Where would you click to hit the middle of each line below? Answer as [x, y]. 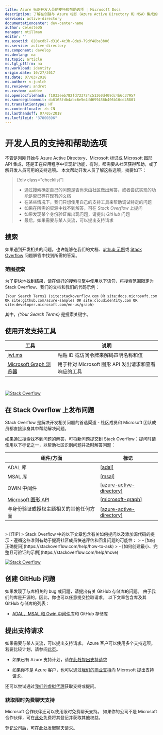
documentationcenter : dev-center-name [44, 23]
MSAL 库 [17, 477]
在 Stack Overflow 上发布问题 [50, 410]
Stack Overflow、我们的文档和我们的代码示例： [52, 287]
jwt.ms [15, 355]
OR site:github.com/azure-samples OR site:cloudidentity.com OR [71, 300]
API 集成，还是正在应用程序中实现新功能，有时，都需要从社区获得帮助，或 [79, 164]
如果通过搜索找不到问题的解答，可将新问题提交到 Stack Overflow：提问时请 [81, 439]
